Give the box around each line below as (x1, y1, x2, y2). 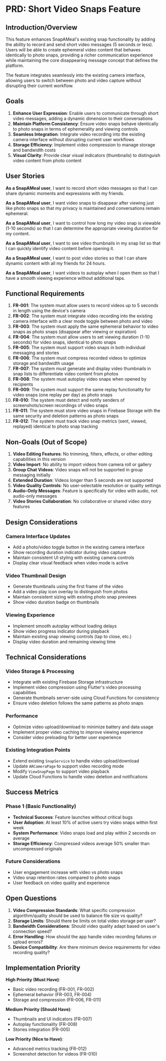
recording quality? (12, 949, 50, 955)
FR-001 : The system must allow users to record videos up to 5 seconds (12, 303, 159, 308)
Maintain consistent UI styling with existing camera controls (12, 555, 134, 560)
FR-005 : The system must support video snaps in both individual (12, 345, 145, 351)
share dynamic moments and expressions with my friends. (5, 190, 125, 196)
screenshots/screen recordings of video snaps (12, 403, 108, 408)
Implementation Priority (5, 964, 81, 972)
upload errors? (12, 939, 43, 945)
